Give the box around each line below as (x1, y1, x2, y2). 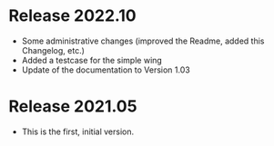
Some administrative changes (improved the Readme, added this (21, 35, 265, 46)
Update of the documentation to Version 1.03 (21, 64, 190, 75)
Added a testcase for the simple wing (21, 54, 163, 65)
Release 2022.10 (8, 5, 137, 26)
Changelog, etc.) (21, 44, 86, 55)
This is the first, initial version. (21, 126, 135, 137)
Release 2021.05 (8, 96, 137, 117)
